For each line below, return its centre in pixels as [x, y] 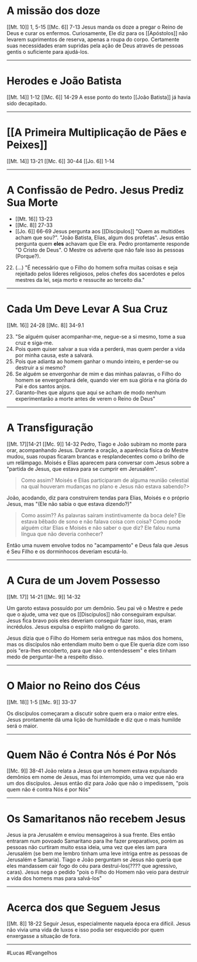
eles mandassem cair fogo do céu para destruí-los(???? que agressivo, [92, 866]
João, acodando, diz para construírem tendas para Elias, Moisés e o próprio [98, 498]
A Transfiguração [50, 427]
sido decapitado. [27, 103]
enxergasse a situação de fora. [44, 936]
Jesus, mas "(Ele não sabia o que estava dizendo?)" [69, 504]
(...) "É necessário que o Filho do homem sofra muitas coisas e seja [96, 267]
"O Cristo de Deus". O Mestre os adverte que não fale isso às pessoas [100, 250]
